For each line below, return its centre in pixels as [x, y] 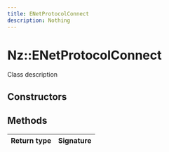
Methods [27, 121]
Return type [31, 140]
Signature [75, 140]
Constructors [37, 97]
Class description [33, 75]
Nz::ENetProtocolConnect [85, 55]
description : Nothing [39, 20]
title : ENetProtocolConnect [48, 14]
